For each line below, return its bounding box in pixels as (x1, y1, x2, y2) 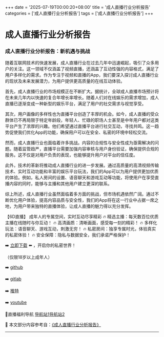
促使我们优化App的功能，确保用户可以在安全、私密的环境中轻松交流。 (9, 129, 150, 135)
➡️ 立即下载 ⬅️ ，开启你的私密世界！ (5, 242, 77, 248)
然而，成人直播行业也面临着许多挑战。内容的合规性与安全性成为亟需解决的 (5, 140, 155, 146)
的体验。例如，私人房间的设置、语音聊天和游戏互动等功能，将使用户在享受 (5, 175, 155, 181)
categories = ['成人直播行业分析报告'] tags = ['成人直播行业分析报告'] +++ (5, 10, 154, 16)
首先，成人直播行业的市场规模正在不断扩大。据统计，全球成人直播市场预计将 (5, 88, 159, 94)
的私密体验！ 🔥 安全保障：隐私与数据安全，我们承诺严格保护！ (5, 232, 131, 238)
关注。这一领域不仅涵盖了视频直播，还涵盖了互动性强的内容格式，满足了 (13, 66, 159, 72)
